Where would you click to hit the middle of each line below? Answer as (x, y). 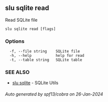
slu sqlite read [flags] (30, 29)
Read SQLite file (21, 20)
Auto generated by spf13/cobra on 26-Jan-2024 (54, 94)
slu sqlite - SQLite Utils (35, 83)
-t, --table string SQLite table (46, 60)
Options (15, 41)
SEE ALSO (17, 72)
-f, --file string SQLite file (45, 51)
